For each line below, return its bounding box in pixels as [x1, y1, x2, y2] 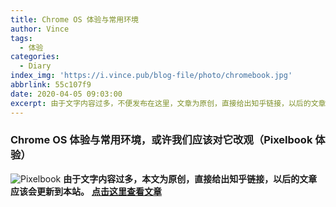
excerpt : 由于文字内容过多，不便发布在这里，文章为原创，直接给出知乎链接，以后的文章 [10, 98, 327, 108]
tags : [10, 33, 33, 43]
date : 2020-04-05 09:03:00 [10, 89, 123, 99]
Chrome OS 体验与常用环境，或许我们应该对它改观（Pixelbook [10, 133, 313, 147]
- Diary [19, 61, 52, 71]
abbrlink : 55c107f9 [10, 80, 92, 90]
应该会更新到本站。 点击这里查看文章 [10, 185, 162, 197]
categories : [10, 52, 60, 62]
